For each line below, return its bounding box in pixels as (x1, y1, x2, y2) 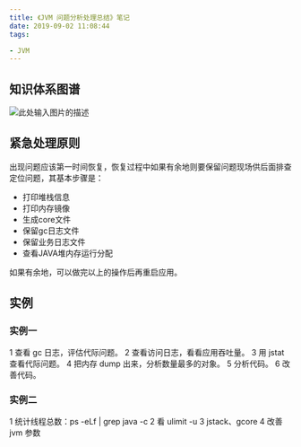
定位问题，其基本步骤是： (9, 172, 104, 183)
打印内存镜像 (21, 203, 70, 214)
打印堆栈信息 (21, 191, 70, 202)
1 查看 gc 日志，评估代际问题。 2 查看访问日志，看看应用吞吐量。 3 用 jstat (9, 346, 285, 357)
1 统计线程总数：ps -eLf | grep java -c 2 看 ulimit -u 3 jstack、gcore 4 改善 (9, 416, 284, 426)
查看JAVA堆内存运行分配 (21, 248, 114, 259)
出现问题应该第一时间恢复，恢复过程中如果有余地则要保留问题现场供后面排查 (9, 161, 292, 171)
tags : (9, 30, 30, 39)
